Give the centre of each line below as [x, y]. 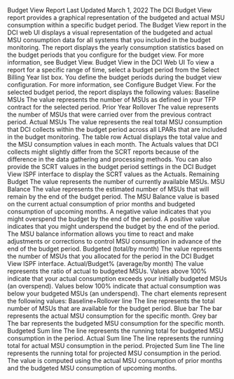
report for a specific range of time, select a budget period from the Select [113, 70]
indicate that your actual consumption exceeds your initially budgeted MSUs [117, 279]
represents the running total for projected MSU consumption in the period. [115, 353]
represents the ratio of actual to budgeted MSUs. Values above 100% [107, 271]
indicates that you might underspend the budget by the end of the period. [113, 226]
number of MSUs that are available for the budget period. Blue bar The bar [115, 308]
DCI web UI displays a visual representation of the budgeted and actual [110, 32]
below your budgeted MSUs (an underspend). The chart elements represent [117, 293]
